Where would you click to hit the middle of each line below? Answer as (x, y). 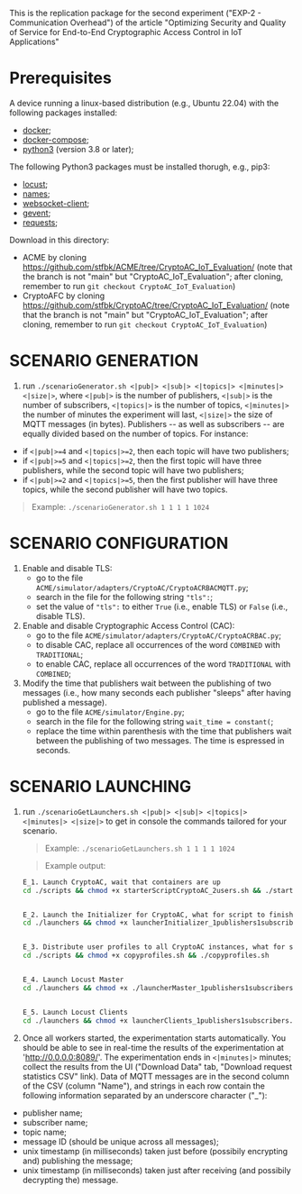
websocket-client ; (56, 203)
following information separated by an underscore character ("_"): (145, 1095)
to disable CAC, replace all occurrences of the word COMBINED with (158, 644)
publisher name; (52, 1113)
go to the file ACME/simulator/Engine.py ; (110, 712)
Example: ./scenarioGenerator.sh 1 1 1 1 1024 (120, 506)
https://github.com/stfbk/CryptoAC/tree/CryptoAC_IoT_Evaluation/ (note (156, 305)
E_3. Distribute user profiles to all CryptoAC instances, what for (154, 947)
